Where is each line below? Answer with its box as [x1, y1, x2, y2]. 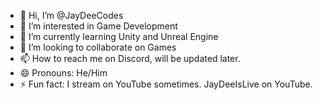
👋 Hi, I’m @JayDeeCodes [19, 10, 124, 21]
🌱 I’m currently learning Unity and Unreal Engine [19, 31, 219, 42]
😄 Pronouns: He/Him [19, 67, 108, 79]
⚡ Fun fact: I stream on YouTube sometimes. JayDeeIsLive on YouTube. [19, 78, 313, 90]
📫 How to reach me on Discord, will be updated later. [19, 53, 241, 64]
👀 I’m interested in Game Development [19, 20, 178, 32]
